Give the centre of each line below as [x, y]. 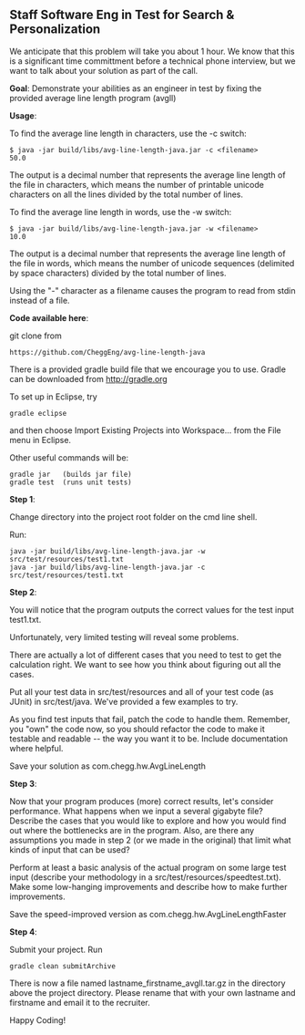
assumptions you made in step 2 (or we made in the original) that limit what [150, 840]
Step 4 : [24, 931]
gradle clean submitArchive [63, 966]
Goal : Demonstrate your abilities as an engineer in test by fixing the [136, 88]
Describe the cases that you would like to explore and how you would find [148, 821]
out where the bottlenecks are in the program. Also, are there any [132, 830]
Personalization [55, 30]
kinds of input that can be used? [70, 849]
